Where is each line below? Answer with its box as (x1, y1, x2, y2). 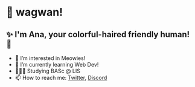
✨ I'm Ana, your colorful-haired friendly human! (6, 29, 190, 40)
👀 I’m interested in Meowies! (14, 55, 86, 62)
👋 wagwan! (6, 5, 63, 19)
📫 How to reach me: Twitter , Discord (14, 74, 107, 81)
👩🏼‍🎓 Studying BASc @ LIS (14, 67, 80, 74)
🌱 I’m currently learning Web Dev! (14, 61, 99, 68)
